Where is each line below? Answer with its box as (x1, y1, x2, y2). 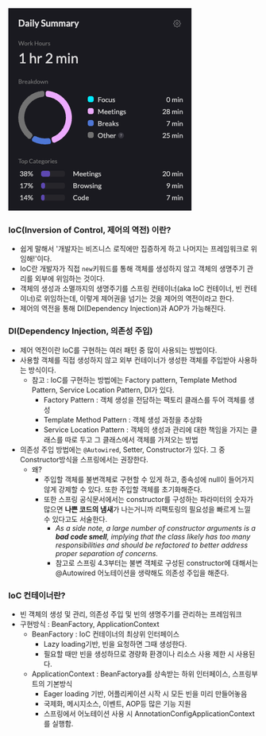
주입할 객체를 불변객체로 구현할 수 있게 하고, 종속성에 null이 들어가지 (43, 474, 254, 484)
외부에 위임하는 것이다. (34, 274, 106, 283)
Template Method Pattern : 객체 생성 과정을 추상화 (43, 415, 202, 424)
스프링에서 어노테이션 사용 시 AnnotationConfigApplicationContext (43, 708, 256, 718)
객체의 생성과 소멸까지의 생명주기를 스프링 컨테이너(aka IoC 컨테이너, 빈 (19, 284, 242, 294)
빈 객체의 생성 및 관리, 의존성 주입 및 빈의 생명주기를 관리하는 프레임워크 (19, 609, 242, 619)
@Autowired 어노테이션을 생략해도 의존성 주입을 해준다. (55, 568, 229, 578)
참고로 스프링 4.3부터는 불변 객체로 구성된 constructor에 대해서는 (55, 558, 259, 567)
